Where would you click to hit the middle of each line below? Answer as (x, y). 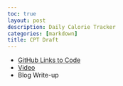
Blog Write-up (38, 75)
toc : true (22, 14)
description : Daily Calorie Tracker (61, 27)
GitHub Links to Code (49, 60)
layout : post (27, 20)
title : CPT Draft (33, 40)
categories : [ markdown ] (43, 33)
